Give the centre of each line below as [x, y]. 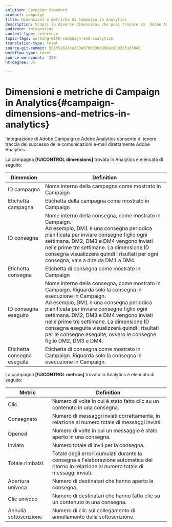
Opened [17, 434]
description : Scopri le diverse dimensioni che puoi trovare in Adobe [83, 24]
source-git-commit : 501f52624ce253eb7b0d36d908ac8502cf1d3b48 [73, 48]
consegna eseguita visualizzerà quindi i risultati [102, 328]
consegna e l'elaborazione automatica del [102, 460]
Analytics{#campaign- [65, 103]
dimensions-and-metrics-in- [68, 114]
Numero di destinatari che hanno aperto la [103, 481]
